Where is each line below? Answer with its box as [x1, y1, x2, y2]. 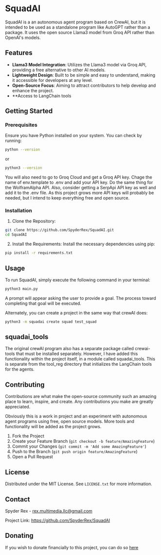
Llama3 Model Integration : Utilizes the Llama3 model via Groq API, [12, 61, 147, 67]
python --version [5, 147, 40, 152]
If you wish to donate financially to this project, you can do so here [5, 544, 139, 550]
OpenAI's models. [5, 35, 41, 40]
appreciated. [5, 404, 31, 410]
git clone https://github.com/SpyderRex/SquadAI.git [5, 228, 114, 233]
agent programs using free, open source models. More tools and [5, 418, 135, 424]
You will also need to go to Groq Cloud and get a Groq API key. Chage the [5, 174, 152, 180]
